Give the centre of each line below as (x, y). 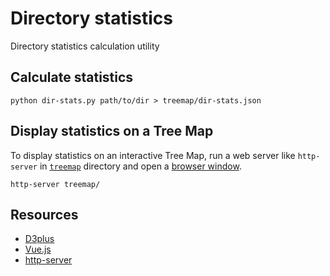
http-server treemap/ (55, 184)
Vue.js (38, 249)
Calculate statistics (72, 77)
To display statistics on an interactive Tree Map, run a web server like (153, 155)
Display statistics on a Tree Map (112, 131)
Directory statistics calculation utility (85, 46)
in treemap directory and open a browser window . (140, 166)
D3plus (39, 239)
